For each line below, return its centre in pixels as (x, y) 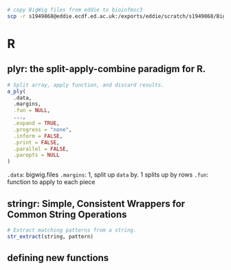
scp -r (16, 16)
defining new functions (58, 258)
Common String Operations (67, 214)
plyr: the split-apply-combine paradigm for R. (107, 69)
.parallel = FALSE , (41, 149)
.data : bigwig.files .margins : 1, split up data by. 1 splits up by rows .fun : (108, 175)
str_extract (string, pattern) (51, 236)
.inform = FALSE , (38, 136)
